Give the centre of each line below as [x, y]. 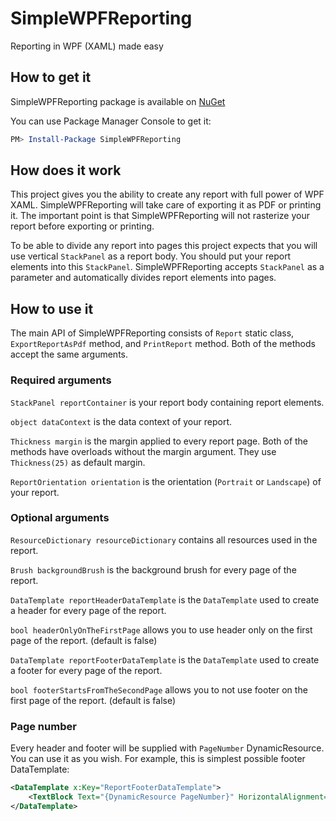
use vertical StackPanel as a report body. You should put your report [151, 256]
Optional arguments [60, 518]
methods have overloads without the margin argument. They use [143, 451]
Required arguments [61, 380]
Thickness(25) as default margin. [78, 462]
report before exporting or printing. [82, 226]
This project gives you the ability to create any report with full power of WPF [167, 194]
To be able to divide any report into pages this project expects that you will [164, 246]
